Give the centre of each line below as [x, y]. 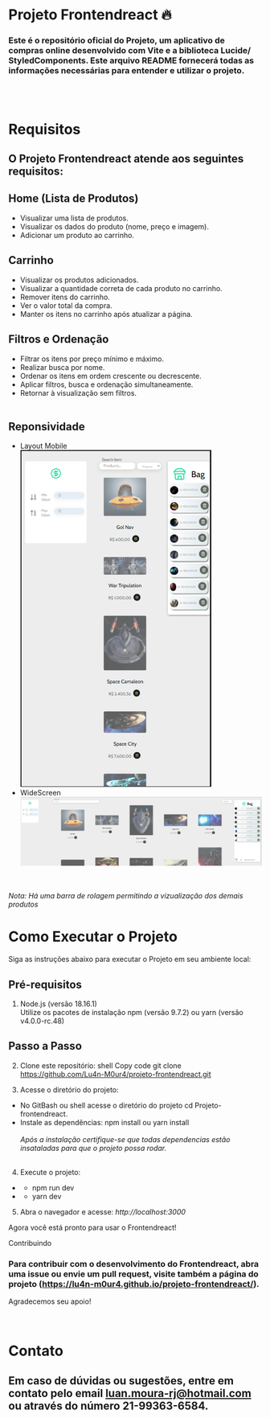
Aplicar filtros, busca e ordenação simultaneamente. [106, 384]
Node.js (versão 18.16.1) [59, 1004]
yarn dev [47, 1196]
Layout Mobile [43, 446]
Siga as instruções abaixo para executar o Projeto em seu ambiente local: [130, 960]
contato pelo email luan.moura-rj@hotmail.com [130, 1393]
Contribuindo [30, 1243]
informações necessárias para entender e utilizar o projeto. [127, 71]
